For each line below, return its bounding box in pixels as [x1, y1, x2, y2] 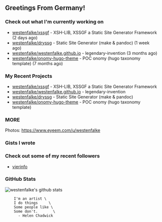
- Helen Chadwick [18, 213, 54, 218]
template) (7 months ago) [12, 60, 63, 66]
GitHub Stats [5, 176, 36, 183]
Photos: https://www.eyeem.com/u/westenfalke [5, 127, 101, 133]
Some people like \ [14, 205, 54, 209]
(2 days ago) [12, 34, 38, 40]
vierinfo [12, 164, 28, 170]
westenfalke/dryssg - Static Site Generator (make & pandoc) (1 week [12, 40, 150, 46]
